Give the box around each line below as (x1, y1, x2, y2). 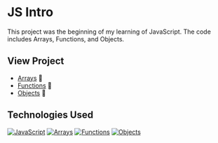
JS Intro (7, 4, 54, 20)
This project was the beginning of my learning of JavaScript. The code (7, 27, 212, 36)
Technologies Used (7, 109, 93, 121)
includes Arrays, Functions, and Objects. (7, 34, 125, 43)
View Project (7, 55, 64, 67)
